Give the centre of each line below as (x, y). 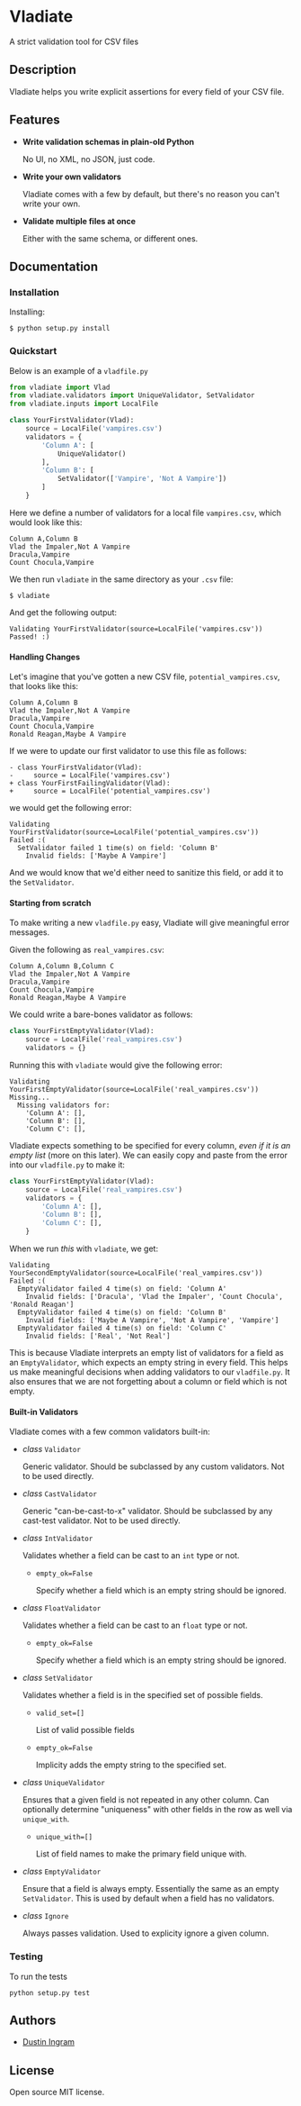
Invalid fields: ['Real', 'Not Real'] (98, 1336)
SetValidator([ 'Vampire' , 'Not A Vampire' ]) (142, 479)
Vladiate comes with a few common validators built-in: (110, 1432)
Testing (26, 1956)
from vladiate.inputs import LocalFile (84, 404)
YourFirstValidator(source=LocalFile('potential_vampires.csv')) (134, 832)
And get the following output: (63, 612)
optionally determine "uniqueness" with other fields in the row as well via (157, 1810)
